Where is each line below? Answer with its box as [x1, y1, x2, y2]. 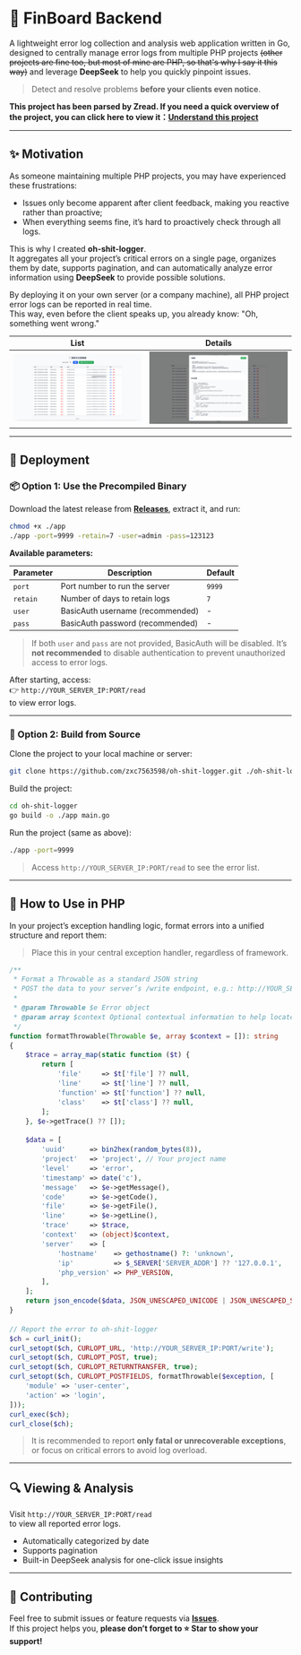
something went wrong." [9, 317, 100, 328]
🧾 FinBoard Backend [9, 8, 163, 29]
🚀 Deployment [9, 452, 90, 467]
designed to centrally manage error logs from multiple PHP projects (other [9, 47, 283, 57]
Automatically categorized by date [21, 1536, 150, 1547]
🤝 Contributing [9, 1589, 93, 1604]
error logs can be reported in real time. [9, 299, 152, 309]
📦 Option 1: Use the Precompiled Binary [9, 480, 187, 492]
